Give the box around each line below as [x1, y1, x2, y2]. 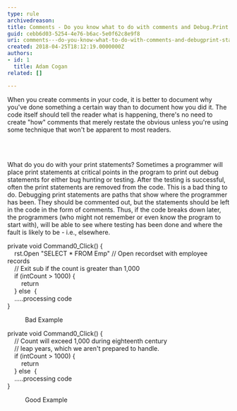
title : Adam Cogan [13, 63, 68, 70]
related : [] [7, 69, 42, 76]
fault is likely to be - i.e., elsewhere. [7, 228, 111, 236]
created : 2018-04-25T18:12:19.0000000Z [7, 43, 125, 50]
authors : [7, 50, 33, 57]
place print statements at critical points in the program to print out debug [7, 168, 219, 176]
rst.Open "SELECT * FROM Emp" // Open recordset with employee [13, 249, 208, 257]
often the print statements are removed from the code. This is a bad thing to [7, 183, 228, 191]
